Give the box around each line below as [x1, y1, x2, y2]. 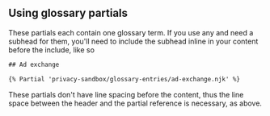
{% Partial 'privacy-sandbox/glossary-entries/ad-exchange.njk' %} [8, 75, 241, 83]
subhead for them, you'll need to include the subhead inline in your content [8, 36, 259, 46]
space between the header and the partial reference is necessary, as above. [8, 98, 263, 108]
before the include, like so [8, 44, 95, 55]
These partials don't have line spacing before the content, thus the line [8, 89, 244, 99]
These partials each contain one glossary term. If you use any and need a [8, 27, 254, 37]
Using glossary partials [8, 6, 128, 20]
